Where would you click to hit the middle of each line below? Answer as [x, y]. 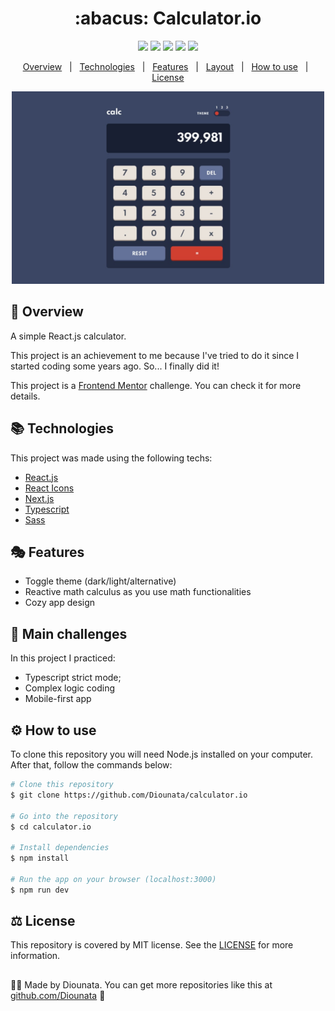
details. [25, 396]
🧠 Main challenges [69, 633]
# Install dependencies [60, 848]
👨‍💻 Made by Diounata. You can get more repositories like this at [141, 984]
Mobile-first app [58, 699]
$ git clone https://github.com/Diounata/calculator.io [129, 795]
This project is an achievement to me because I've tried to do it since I [155, 355]
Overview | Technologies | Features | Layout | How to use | [165, 66]
